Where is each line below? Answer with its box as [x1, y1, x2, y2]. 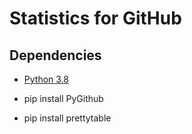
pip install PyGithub [23, 93, 104, 104]
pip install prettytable [23, 112, 112, 124]
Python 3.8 [23, 73, 69, 85]
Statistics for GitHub [9, 7, 182, 30]
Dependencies [9, 47, 102, 64]
